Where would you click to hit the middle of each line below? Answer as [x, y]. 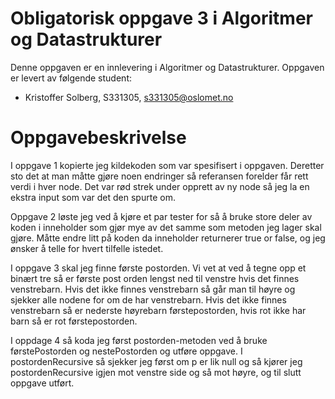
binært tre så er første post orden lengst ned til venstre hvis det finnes [155, 278]
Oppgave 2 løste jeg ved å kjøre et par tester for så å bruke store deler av [161, 216]
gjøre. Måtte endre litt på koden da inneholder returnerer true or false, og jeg [168, 238]
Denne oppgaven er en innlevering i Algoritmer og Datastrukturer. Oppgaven [167, 67]
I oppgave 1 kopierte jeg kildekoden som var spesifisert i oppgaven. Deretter [167, 165]
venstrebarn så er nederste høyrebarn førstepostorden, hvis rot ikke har [158, 310]
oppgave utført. [42, 383]
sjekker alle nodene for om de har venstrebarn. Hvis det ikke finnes [148, 299]
